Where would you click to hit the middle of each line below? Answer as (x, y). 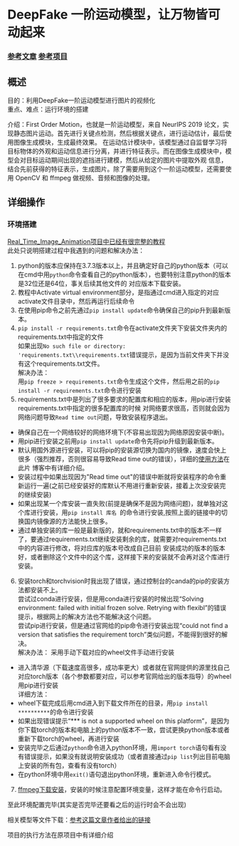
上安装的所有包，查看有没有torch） (69, 765)
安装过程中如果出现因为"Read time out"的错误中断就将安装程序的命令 (119, 476)
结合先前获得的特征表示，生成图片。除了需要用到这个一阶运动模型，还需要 (116, 169)
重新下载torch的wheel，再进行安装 (68, 738)
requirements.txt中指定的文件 (61, 336)
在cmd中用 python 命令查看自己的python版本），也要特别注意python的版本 (124, 274)
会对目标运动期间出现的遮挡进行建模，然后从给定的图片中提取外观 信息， (120, 160)
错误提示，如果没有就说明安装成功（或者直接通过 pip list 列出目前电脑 (127, 756)
